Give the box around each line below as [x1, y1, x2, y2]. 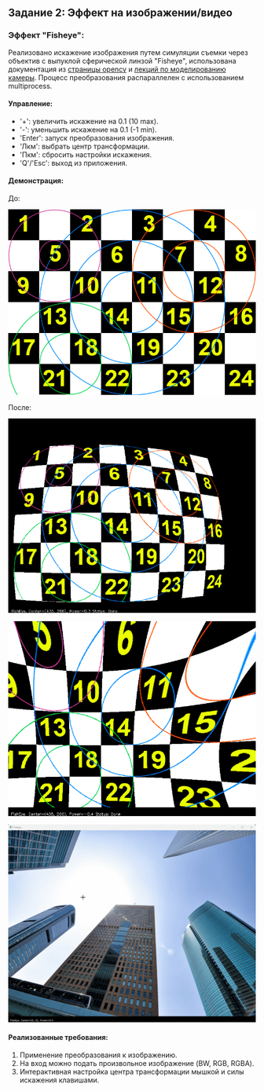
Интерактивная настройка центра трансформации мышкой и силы [19, 1067, 245, 1076]
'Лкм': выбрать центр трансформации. [19, 141, 150, 151]
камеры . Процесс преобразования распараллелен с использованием [8, 72, 244, 82]
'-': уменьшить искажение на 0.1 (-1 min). [19, 125, 157, 134]
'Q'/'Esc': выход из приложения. [19, 158, 128, 167]
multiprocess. [8, 81, 53, 90]
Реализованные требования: [8, 1033, 108, 1042]
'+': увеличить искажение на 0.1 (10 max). [19, 116, 159, 126]
